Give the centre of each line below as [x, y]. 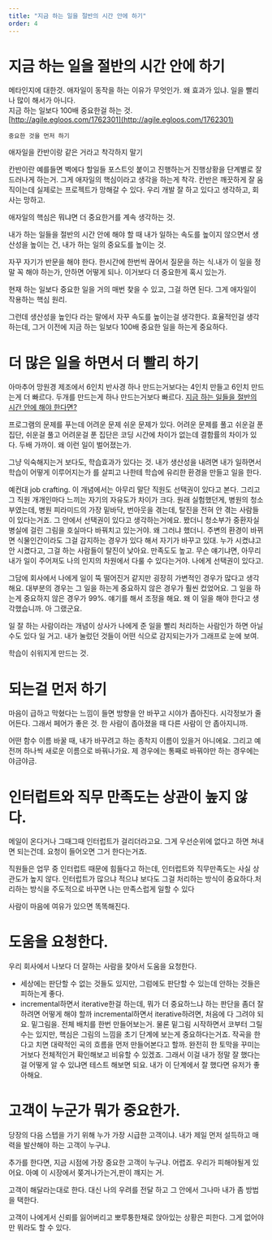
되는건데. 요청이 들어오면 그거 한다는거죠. [82, 851]
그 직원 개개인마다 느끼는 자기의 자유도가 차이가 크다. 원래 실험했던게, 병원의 [129, 500]
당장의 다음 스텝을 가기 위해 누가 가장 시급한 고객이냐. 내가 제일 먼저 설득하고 [130, 1135]
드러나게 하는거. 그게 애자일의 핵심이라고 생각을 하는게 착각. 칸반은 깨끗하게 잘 [132, 180]
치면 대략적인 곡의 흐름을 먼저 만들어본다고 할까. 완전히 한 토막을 [137, 1045]
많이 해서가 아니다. [46, 100]
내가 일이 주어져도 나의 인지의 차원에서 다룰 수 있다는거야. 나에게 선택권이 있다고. [136, 561]
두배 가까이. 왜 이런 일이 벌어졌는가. [75, 445]
